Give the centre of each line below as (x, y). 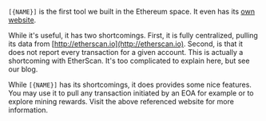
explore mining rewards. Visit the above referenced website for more (121, 101)
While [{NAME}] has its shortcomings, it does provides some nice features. (130, 84)
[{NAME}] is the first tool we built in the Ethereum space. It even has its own (132, 12)
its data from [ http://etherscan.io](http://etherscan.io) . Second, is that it (126, 44)
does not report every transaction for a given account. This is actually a (126, 52)
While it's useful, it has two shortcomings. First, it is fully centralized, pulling (133, 35)
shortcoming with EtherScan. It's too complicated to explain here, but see (129, 60)
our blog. (23, 69)
